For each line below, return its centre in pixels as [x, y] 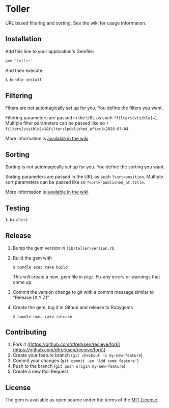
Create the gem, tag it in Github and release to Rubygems [73, 307]
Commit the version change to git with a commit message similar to [83, 292]
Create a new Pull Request [40, 372]
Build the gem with [32, 258]
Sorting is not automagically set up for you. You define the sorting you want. [85, 167]
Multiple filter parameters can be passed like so [55, 123]
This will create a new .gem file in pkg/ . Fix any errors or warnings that [86, 276]
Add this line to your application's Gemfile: [50, 51]
